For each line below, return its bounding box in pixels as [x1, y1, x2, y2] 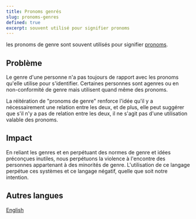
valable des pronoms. [6, 116, 59, 123]
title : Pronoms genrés [6, 8, 62, 15]
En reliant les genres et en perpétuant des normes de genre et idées [6, 149, 171, 156]
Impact [6, 133, 32, 143]
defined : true [6, 19, 41, 25]
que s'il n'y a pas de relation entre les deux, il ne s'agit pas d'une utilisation [6, 110, 188, 117]
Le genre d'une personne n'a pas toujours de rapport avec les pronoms [6, 74, 179, 81]
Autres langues [6, 191, 63, 201]
